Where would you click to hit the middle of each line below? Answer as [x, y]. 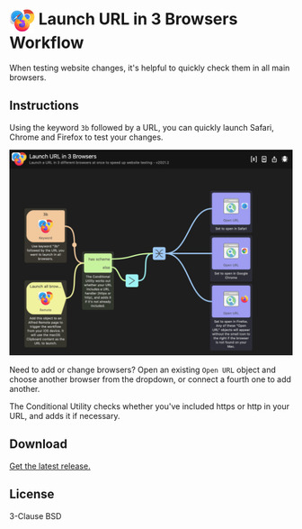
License [32, 494]
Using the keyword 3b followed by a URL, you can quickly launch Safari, [142, 127]
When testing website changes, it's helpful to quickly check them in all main [150, 68]
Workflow [47, 43]
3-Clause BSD [36, 515]
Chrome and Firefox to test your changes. [86, 137]
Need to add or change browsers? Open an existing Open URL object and [143, 369]
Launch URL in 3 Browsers [138, 19]
